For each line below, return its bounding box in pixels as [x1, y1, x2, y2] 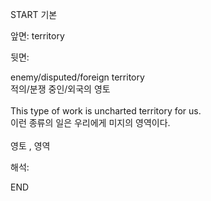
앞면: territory [10, 30, 65, 42]
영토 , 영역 [10, 140, 51, 152]
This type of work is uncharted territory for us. [10, 105, 202, 117]
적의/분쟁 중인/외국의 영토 [10, 83, 111, 95]
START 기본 [10, 9, 58, 20]
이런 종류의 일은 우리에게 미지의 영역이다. [10, 117, 171, 128]
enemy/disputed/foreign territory [10, 71, 145, 83]
